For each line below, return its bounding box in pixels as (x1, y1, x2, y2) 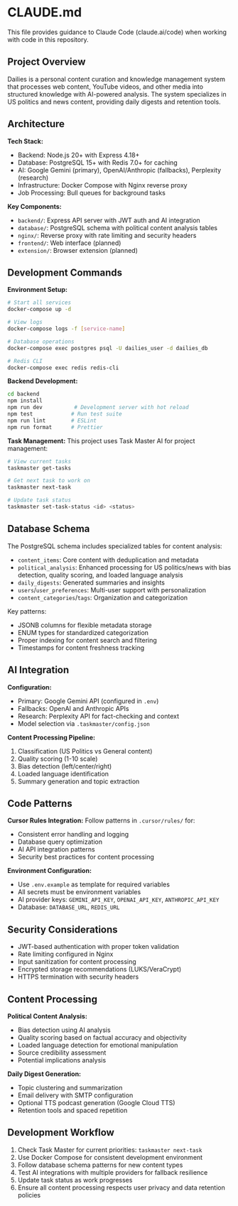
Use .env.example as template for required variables (17, 880, 171, 889)
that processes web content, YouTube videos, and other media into (7, 82, 204, 91)
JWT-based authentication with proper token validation (17, 942, 180, 951)
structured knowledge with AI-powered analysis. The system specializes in (7, 89, 227, 98)
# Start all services (7, 299, 72, 306)
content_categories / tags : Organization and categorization (17, 593, 188, 602)
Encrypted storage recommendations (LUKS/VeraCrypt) (17, 965, 182, 974)
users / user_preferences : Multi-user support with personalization (17, 585, 206, 594)
